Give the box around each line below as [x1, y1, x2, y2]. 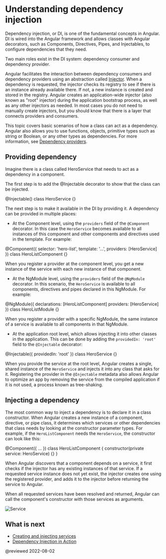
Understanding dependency [5, 3, 124, 15]
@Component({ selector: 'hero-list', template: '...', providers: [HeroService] [5, 246, 157, 252]
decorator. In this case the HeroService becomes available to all [12, 225, 142, 231]
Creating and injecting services [12, 533, 76, 539]
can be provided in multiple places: [5, 210, 77, 216]
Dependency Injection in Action [12, 539, 77, 545]
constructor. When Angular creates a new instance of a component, [5, 415, 144, 420]
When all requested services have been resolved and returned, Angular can [5, 490, 160, 497]
